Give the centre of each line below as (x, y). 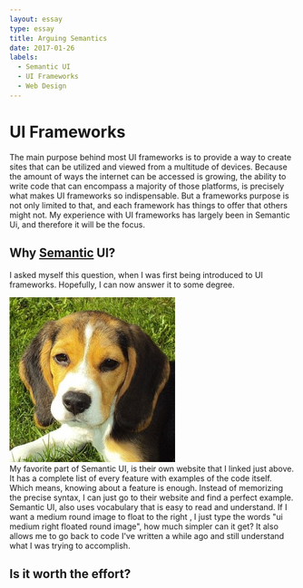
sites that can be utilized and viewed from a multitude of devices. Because (148, 167)
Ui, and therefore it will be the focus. (77, 224)
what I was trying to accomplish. (70, 545)
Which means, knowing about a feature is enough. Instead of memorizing (147, 487)
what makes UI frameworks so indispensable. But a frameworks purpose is (149, 196)
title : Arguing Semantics (58, 38)
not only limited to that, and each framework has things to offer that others (149, 205)
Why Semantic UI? (63, 253)
